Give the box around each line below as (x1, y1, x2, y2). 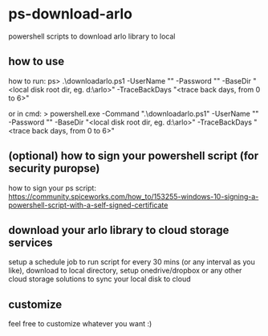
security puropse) (8, 162, 100, 175)
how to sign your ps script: (8, 182, 96, 193)
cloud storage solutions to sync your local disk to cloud (8, 274, 191, 284)
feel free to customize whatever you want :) (8, 319, 152, 329)
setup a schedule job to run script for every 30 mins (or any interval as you (8, 257, 255, 267)
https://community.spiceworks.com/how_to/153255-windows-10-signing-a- (8, 191, 259, 201)
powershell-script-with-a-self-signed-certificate (8, 200, 169, 210)
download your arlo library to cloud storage (8, 223, 229, 237)
